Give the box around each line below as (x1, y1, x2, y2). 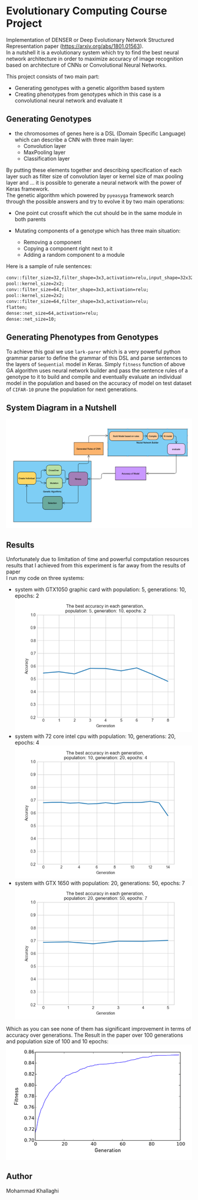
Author (6, 1172, 32, 1182)
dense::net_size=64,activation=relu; (6, 310, 99, 316)
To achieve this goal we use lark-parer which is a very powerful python (6, 348, 181, 355)
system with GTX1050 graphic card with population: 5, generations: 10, (14, 586, 187, 593)
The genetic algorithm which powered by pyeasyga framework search (6, 191, 174, 199)
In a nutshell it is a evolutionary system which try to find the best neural (6, 49, 179, 56)
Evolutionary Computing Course (6, 4, 167, 18)
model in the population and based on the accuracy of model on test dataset (6, 379, 192, 386)
